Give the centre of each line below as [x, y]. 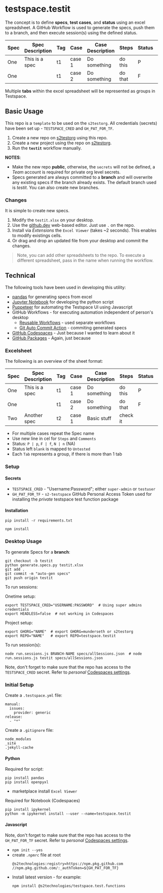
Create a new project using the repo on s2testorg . [62, 143]
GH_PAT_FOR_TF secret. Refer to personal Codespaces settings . [67, 841]
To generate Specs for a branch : [38, 552]
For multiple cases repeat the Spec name [53, 434]
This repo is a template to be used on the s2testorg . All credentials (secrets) [81, 123]
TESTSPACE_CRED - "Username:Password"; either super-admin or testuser [84, 489]
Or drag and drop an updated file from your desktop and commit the [80, 241]
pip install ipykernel [28, 809]
